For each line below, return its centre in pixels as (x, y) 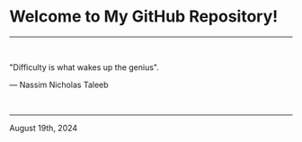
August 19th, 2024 (44, 128)
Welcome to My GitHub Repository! (144, 17)
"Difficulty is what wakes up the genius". (84, 67)
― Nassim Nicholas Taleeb (59, 84)
